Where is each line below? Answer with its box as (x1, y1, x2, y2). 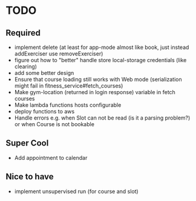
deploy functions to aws (14, 108, 75, 115)
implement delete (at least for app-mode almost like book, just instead (14, 43, 189, 51)
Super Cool (5, 138, 49, 148)
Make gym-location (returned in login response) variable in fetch (14, 89, 176, 95)
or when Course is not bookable (14, 121, 95, 127)
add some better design (14, 69, 74, 76)
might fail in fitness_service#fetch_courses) (14, 82, 123, 89)
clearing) (14, 63, 38, 70)
